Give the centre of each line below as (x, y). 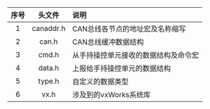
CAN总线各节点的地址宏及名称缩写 (129, 29)
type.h (49, 81)
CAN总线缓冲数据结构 (108, 42)
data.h (49, 68)
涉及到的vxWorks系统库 (112, 95)
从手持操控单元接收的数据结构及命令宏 (136, 55)
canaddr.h (49, 28)
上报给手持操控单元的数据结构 (122, 68)
